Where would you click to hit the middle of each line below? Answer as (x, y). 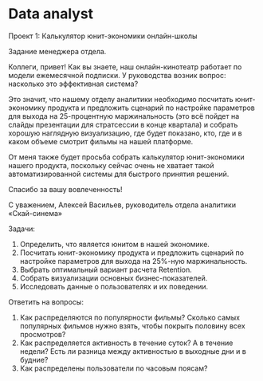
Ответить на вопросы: (46, 302)
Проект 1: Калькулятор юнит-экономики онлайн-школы (103, 36)
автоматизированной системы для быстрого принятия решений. (119, 174)
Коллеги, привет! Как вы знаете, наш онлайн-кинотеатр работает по (125, 67)
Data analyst (51, 14)
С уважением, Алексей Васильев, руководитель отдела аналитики (122, 205)
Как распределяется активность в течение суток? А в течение (126, 343)
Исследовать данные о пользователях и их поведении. (114, 286)
